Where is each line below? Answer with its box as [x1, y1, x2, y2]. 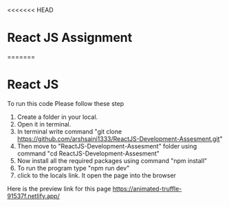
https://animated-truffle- [112, 184, 182, 193]
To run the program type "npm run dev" [17, 164, 130, 172]
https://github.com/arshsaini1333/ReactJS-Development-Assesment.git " [17, 134, 223, 143]
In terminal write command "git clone [17, 127, 122, 135]
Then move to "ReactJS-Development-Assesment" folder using [17, 142, 197, 150]
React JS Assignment [7, 30, 133, 45]
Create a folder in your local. [17, 113, 98, 121]
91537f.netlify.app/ [7, 192, 60, 200]
